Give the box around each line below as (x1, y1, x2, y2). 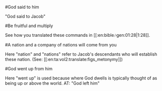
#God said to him (5, 4, 40, 10)
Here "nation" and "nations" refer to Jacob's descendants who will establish (5, 51, 158, 57)
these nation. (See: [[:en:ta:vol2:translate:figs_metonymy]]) (5, 57, 123, 62)
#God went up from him (5, 66, 52, 72)
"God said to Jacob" (5, 14, 46, 19)
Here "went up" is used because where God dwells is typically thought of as (5, 75, 158, 81)
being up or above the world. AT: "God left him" (5, 80, 100, 86)
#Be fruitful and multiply (5, 23, 53, 29)
